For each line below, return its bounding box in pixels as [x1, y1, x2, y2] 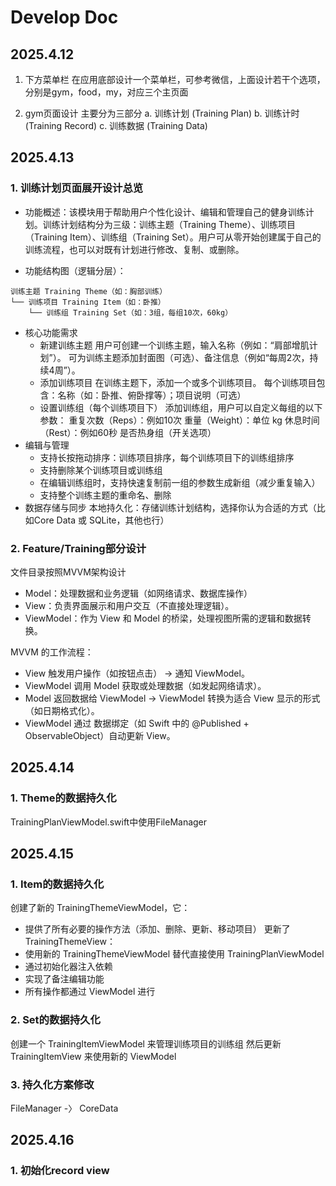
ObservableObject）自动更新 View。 [24, 729, 176, 741]
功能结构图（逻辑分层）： [24, 264, 127, 276]
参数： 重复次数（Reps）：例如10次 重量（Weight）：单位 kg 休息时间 [39, 414, 320, 426]
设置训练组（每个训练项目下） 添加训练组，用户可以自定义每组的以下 [39, 401, 323, 413]
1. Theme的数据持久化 [10, 791, 117, 805]
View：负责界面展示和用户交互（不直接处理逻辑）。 [24, 599, 235, 611]
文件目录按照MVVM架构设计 [10, 566, 127, 578]
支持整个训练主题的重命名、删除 [39, 489, 172, 501]
